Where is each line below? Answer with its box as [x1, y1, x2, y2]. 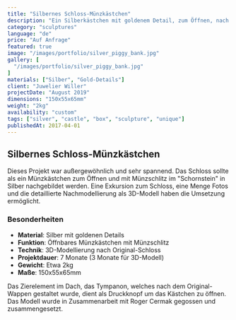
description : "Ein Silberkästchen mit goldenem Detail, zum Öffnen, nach [7, 17, 230, 24]
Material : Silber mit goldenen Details [17, 230, 125, 239]
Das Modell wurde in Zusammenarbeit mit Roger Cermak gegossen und [7, 297, 216, 305]
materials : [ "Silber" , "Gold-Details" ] [7, 76, 125, 83]
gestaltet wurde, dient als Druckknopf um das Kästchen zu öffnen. [33, 289, 227, 297]
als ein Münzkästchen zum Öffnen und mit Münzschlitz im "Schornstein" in [7, 174, 225, 183]
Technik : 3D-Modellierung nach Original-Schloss [17, 245, 161, 254]
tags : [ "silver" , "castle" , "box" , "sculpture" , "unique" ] [7, 115, 185, 122]
